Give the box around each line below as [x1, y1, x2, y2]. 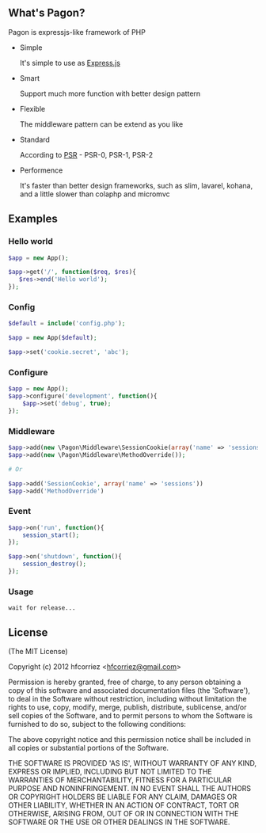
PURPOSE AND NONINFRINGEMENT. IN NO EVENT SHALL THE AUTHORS [8, 784, 252, 793]
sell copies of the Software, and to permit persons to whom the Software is [8, 711, 253, 721]
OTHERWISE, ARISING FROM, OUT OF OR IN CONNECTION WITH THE [8, 809, 239, 819]
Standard [19, 135, 50, 144]
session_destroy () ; [22, 560, 87, 569]
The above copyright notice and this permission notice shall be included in [8, 735, 251, 744]
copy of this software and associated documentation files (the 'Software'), [8, 686, 251, 695]
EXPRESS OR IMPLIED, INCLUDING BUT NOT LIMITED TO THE [8, 767, 212, 777]
